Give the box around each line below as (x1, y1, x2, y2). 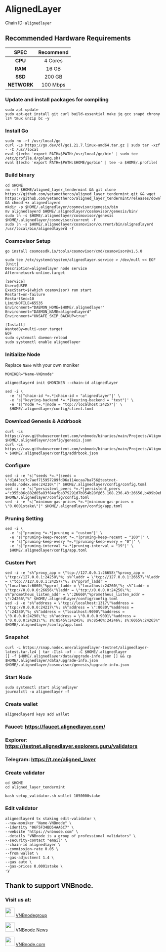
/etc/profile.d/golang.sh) (5, 156, 61, 161)
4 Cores (44, 57, 63, 64)
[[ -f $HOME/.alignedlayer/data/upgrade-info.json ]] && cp (5, 653, 132, 658)
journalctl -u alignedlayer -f (5, 690, 70, 694)
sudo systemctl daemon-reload (5, 335, 68, 340)
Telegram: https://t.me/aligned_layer (5, 756, 96, 763)
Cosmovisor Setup (5, 237, 51, 244)
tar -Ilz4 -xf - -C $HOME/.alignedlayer (42, 649, 127, 654)
